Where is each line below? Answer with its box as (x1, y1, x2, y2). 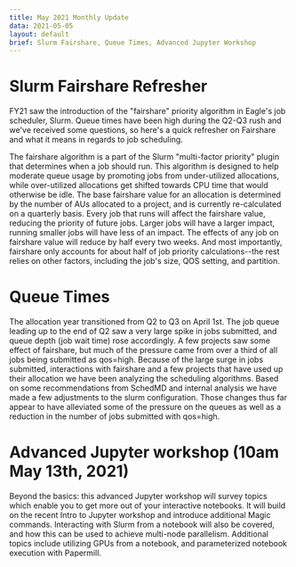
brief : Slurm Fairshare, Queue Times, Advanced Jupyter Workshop (9, 37, 256, 47)
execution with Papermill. (9, 547, 102, 558)
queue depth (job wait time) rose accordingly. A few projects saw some (9, 335, 271, 346)
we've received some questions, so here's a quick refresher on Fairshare (9, 125, 276, 136)
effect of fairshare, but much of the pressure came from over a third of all (9, 345, 278, 356)
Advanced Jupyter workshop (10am (9, 442, 280, 463)
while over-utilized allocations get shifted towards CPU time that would (9, 180, 268, 191)
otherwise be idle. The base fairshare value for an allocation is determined (9, 189, 282, 201)
